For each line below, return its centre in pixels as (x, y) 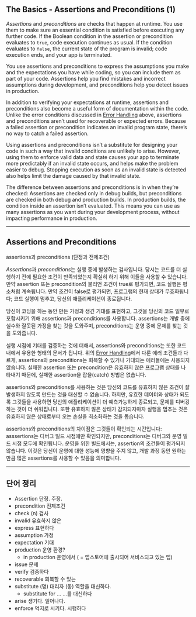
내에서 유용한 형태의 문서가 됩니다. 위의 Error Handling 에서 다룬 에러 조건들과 (94, 353)
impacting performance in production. (52, 218)
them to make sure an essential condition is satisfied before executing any (95, 30)
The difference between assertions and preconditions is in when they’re (92, 187)
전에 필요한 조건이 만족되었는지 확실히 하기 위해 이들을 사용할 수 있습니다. (105, 277)
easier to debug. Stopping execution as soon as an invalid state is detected (96, 170)
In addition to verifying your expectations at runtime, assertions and (87, 102)
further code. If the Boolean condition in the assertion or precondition (90, 36)
